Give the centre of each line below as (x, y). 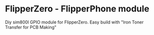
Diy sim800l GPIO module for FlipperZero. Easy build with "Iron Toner (74, 22)
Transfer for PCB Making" (31, 27)
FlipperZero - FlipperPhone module (77, 9)
